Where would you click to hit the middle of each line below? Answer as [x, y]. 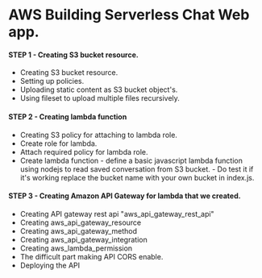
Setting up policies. [52, 81]
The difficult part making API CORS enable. [91, 256]
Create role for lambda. [58, 143]
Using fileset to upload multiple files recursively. [100, 98]
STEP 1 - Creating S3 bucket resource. [73, 55]
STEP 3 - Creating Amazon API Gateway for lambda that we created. [125, 196]
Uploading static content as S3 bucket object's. [99, 89]
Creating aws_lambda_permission [76, 248]
